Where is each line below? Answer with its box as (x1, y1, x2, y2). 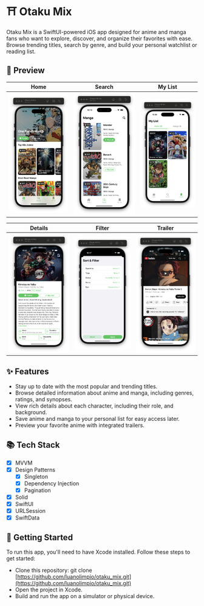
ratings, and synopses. (15, 395, 73, 403)
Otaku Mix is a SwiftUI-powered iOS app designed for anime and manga (6, 28, 186, 35)
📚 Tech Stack (6, 440, 60, 450)
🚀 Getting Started (6, 532, 73, 543)
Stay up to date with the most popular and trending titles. (15, 382, 158, 390)
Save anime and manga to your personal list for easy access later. (15, 415, 180, 422)
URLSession (15, 507, 46, 515)
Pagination (24, 487, 52, 494)
